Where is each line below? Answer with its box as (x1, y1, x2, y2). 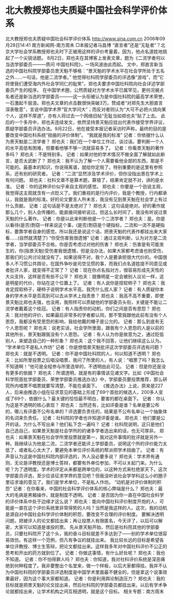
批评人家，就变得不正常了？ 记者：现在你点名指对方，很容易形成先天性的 (9, 267, 164, 273)
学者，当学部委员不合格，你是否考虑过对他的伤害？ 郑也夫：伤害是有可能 (5, 241, 160, 247)
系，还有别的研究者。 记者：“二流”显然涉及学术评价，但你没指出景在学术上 (5, 170, 164, 176)
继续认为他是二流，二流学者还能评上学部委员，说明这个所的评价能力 (18, 440, 163, 446)
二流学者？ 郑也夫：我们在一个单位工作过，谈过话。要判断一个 (27, 138, 160, 144)
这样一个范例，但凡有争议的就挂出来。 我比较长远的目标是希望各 (27, 537, 164, 543)
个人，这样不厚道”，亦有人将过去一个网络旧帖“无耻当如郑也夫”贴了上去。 (5, 113, 160, 119)
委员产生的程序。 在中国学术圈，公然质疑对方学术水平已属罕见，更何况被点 (5, 87, 164, 93)
